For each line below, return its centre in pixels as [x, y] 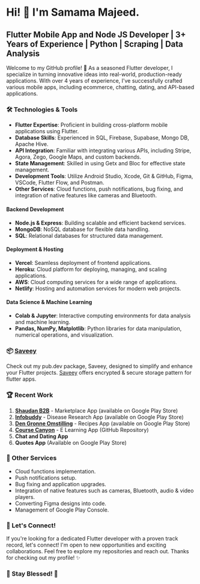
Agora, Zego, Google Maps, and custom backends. [78, 157]
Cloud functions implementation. [55, 471]
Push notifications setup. [46, 478]
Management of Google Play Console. [62, 510]
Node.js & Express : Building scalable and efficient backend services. [100, 223]
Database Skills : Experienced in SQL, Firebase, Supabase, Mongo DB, [102, 138]
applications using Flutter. [47, 132]
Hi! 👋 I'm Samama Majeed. [73, 12]
